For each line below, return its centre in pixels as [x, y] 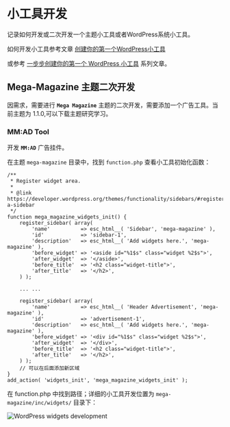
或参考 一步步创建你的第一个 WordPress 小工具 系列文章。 [89, 63]
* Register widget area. [45, 181]
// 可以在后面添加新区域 [50, 368]
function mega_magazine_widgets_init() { [67, 217]
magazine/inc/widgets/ [39, 403]
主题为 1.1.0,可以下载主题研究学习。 [62, 113]
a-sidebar [21, 205]
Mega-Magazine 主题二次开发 [71, 87]
